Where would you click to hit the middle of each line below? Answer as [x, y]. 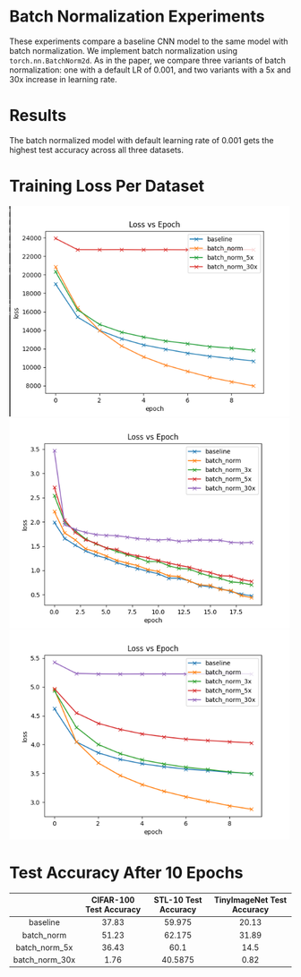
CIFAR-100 [113, 900]
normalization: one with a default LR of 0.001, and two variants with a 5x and [150, 70]
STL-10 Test [178, 900]
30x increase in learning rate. [64, 79]
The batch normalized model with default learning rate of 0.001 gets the [142, 140]
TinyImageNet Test [250, 900]
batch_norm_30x [44, 960]
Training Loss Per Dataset [107, 186]
